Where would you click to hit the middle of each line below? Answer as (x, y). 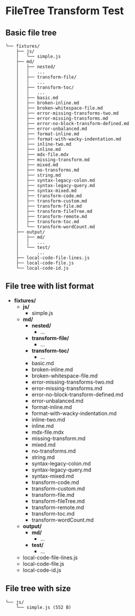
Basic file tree (31, 33)
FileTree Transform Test (65, 11)
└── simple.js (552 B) (44, 607)
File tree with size (38, 589)
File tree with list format (50, 286)
